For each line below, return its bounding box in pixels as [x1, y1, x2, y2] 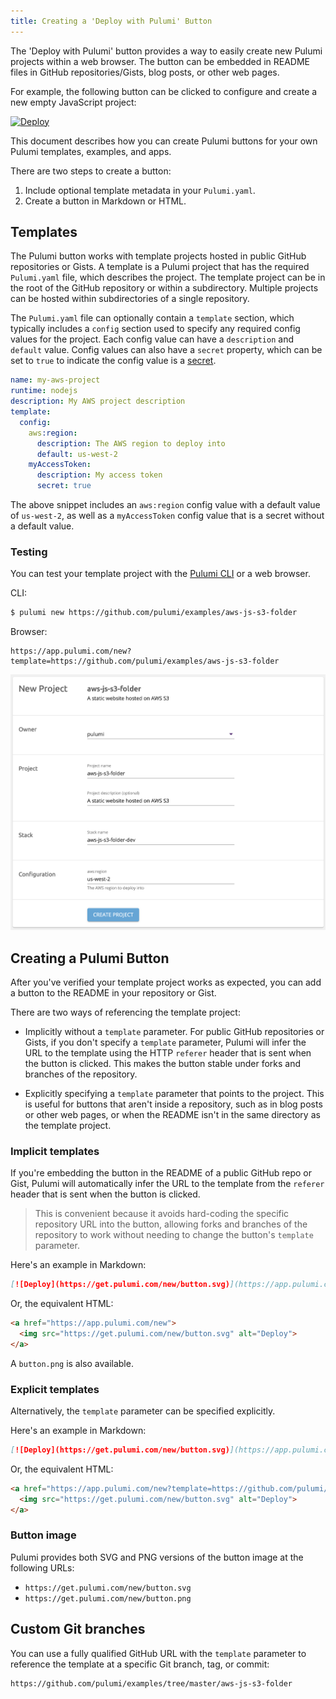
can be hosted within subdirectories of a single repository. [10, 293, 250, 305]
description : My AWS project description [10, 396, 186, 407]
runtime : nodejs [10, 386, 78, 396]
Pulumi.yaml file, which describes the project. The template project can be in [10, 271, 326, 284]
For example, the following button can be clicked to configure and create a [10, 85, 318, 97]
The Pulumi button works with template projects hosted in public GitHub [10, 250, 307, 262]
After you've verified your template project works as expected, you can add [10, 976, 322, 988]
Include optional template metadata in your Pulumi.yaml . [24, 184, 256, 196]
